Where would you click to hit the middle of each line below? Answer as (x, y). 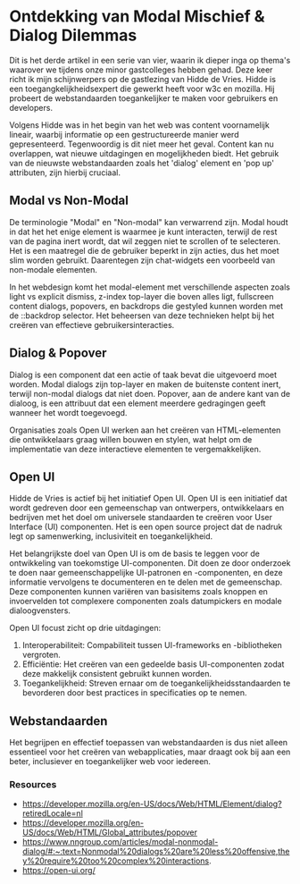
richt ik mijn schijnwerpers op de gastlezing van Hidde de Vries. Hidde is (143, 79)
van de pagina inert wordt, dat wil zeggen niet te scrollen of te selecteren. (145, 241)
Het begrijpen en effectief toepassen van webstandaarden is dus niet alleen (149, 743)
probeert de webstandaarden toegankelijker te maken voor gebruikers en (144, 98)
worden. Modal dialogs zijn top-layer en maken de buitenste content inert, (145, 384)
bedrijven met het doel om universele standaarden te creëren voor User (141, 518)
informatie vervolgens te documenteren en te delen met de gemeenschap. (146, 582)
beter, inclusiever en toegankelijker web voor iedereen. (110, 762)
